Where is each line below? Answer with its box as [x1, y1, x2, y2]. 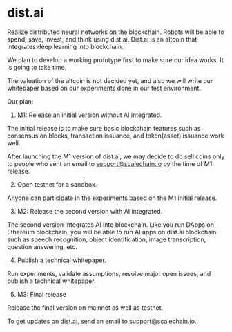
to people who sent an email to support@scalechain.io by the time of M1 [7, 159, 213, 167]
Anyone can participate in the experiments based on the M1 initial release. [7, 194, 217, 202]
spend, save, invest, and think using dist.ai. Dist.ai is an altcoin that [7, 35, 197, 43]
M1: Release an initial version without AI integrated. [17, 111, 162, 119]
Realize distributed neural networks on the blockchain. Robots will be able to [7, 28, 224, 36]
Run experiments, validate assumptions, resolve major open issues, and [7, 269, 211, 277]
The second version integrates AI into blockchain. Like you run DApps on [7, 220, 214, 229]
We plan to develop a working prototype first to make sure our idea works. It [7, 55, 224, 64]
